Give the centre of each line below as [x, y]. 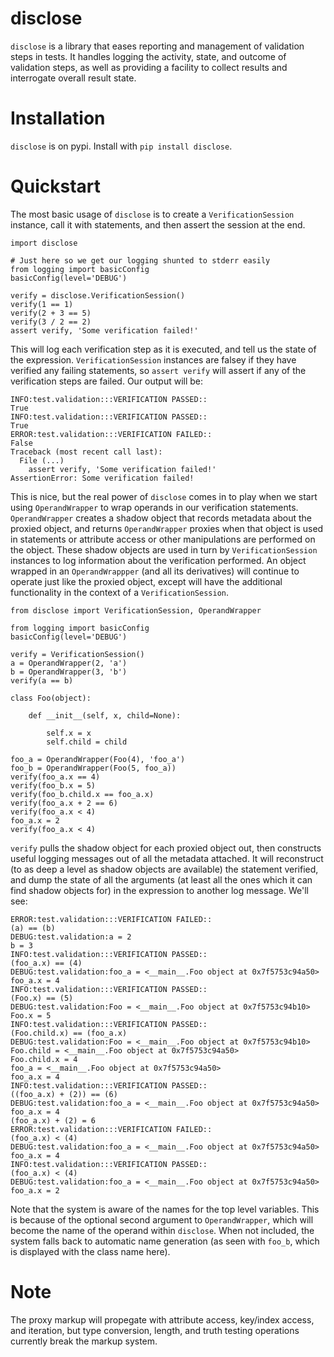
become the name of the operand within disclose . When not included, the [162, 1230]
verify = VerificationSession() [77, 654]
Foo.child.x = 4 [44, 1059]
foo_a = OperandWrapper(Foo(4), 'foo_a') [98, 759]
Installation [58, 118]
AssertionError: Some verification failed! [102, 478]
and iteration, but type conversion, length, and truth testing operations [155, 1330]
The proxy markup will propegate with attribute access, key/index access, [162, 1319]
